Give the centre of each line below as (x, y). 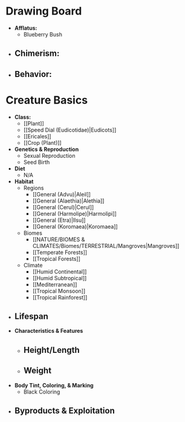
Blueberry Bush (43, 34)
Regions (34, 188)
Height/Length (51, 350)
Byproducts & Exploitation (65, 411)
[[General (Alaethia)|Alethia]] (68, 201)
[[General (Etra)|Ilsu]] (59, 220)
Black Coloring (42, 392)
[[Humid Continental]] (60, 272)
